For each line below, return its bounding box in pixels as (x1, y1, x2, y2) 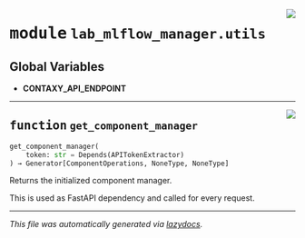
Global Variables (9, 59, 104, 74)
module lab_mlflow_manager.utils (9, 24, 266, 44)
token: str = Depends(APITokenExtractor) (25, 150, 184, 159)
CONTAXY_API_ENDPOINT (22, 83, 127, 94)
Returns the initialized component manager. (9, 175, 172, 186)
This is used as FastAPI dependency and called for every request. (9, 193, 256, 203)
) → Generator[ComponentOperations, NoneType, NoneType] (9, 159, 230, 168)
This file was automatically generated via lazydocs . (9, 219, 203, 230)
